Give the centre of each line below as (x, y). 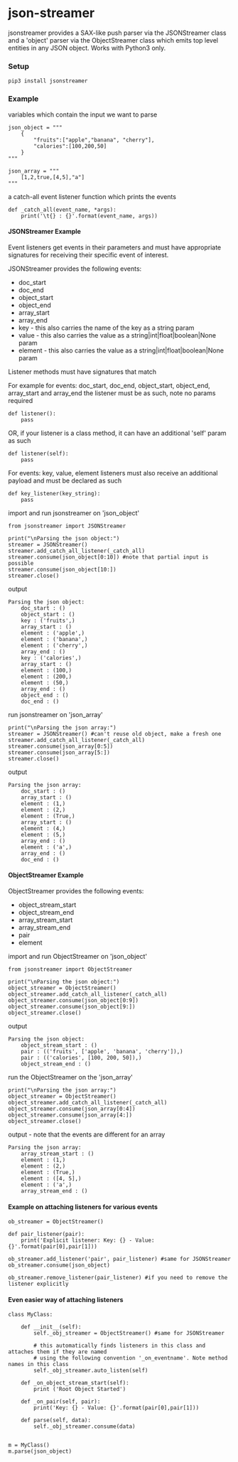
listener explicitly (39, 1284)
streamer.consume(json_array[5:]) (59, 752)
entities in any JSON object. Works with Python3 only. (87, 48)
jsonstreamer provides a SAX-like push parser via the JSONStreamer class (117, 33)
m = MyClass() (29, 1445)
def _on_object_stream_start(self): (75, 1383)
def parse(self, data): (56, 1420)
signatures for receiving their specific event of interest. (88, 254)
